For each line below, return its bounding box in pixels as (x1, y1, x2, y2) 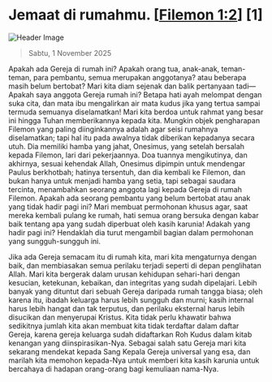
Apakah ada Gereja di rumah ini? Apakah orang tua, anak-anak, (8, 63, 220, 74)
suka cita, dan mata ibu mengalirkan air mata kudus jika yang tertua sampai (8, 98, 261, 108)
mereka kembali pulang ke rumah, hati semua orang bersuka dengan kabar (8, 210, 259, 220)
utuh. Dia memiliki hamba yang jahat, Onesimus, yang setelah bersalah (8, 141, 245, 151)
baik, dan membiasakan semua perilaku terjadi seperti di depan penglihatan (8, 260, 261, 270)
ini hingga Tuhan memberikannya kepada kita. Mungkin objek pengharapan (8, 115, 261, 125)
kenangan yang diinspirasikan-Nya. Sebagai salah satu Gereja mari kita (8, 338, 247, 348)
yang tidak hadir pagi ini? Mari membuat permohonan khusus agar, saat (8, 201, 248, 212)
